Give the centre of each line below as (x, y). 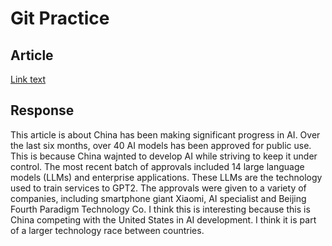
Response (42, 110)
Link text (28, 79)
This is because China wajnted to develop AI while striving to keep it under (164, 156)
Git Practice (60, 18)
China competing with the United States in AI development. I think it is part (163, 219)
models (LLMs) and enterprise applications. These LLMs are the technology (166, 177)
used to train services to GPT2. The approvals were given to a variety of (158, 188)
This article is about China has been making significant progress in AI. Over (165, 134)
